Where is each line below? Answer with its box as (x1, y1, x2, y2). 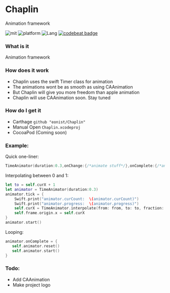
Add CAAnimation (12, 276, 50, 282)
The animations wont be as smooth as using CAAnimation (12, 83, 133, 90)
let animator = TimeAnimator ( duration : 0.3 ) (5, 187, 99, 192)
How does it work (5, 67, 49, 74)
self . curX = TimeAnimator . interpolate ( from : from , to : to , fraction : (14, 206, 164, 211)
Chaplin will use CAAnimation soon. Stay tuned (12, 95, 111, 101)
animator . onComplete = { (5, 239, 58, 244)
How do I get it (5, 107, 41, 114)
